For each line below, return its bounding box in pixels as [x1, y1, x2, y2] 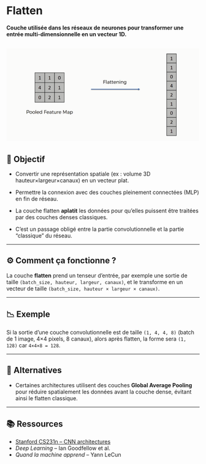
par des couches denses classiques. [15, 214, 108, 221]
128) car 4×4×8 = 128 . [6, 341, 61, 349]
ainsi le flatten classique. [15, 394, 78, 402]
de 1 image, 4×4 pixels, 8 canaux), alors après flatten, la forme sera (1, [6, 335, 187, 342]
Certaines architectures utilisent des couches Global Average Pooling [15, 381, 193, 389]
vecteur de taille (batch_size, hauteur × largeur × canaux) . [6, 285, 160, 292]
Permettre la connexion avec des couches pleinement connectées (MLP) [15, 188, 199, 196]
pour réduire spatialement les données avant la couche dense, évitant [15, 388, 192, 395]
